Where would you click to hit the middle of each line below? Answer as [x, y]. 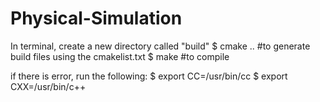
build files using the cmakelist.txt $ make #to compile [120, 56]
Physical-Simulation [96, 18]
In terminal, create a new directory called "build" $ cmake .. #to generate [160, 46]
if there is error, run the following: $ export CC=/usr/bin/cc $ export [149, 76]
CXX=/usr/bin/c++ [48, 86]
